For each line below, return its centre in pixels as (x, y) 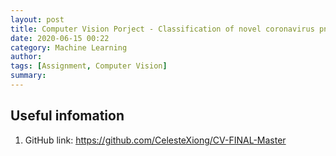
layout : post (37, 19)
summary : (28, 76)
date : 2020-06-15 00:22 (60, 38)
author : (26, 57)
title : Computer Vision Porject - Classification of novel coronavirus (162, 29)
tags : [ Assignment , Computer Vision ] (89, 66)
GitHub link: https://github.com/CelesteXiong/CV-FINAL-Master (155, 140)
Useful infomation (67, 116)
